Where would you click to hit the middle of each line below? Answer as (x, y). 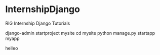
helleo (12, 48)
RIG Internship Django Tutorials (38, 23)
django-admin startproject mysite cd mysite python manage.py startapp (80, 33)
